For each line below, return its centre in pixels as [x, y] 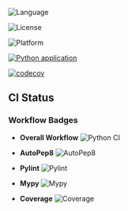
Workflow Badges [43, 120]
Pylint [29, 168]
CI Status [31, 98]
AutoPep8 [36, 153]
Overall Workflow [49, 137]
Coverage [36, 198]
